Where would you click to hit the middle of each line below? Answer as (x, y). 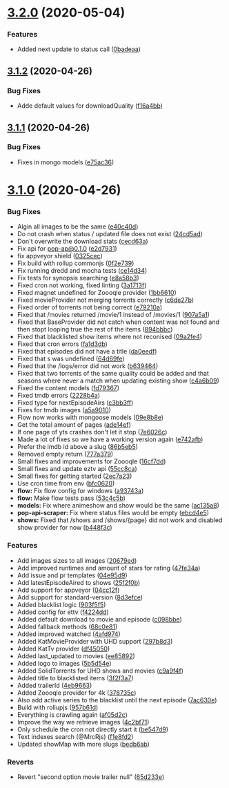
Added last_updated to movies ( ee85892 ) (76, 656)
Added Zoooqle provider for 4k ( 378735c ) (77, 693)
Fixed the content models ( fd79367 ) (68, 388)
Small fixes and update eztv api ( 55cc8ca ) (77, 469)
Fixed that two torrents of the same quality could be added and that (113, 374)
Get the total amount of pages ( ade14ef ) (74, 425)
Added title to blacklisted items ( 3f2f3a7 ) (75, 678)
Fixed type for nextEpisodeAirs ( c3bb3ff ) (75, 403)
